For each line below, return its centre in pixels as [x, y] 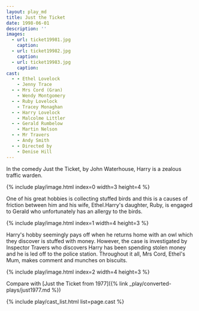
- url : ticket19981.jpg [41, 40]
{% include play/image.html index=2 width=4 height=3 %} [78, 272]
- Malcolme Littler [41, 118]
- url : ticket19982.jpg [41, 51]
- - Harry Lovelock [36, 112]
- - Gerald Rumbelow [37, 124]
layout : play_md [26, 12]
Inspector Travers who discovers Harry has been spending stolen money [96, 247]
